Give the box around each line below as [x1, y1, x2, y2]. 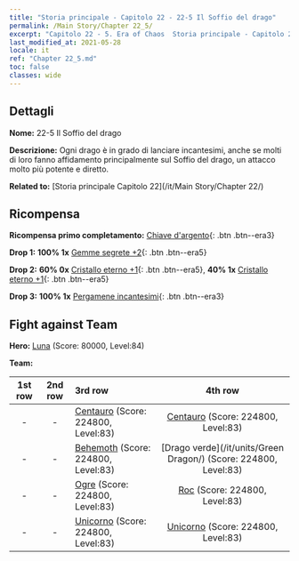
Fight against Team [9, 317, 118, 332]
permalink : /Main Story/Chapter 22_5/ [9, 21, 153, 30]
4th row [206, 384, 240, 397]
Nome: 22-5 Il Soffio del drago [9, 127, 122, 138]
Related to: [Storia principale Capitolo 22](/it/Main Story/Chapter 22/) [9, 180, 264, 191]
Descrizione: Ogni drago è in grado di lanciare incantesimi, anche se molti [9, 144, 282, 156]
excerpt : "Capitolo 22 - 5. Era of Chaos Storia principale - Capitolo [9, 29, 285, 38]
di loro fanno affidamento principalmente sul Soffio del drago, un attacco [9, 154, 276, 164]
